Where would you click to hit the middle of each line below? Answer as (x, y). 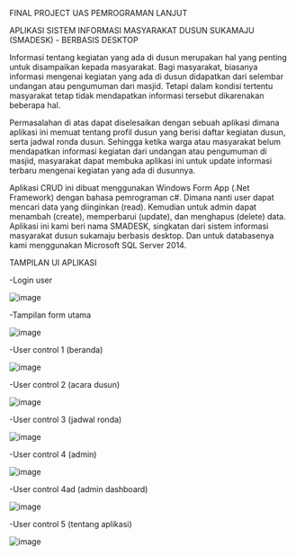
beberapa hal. (35, 105)
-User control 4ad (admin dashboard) (79, 489)
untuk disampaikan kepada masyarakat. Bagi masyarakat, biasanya (134, 67)
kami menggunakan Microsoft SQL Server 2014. (98, 245)
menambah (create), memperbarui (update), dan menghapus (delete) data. (148, 216)
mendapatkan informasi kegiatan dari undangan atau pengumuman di (138, 151)
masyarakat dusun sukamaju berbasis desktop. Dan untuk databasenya (142, 236)
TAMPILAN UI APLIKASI (53, 263)
